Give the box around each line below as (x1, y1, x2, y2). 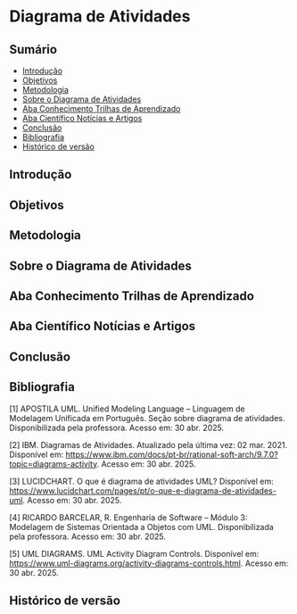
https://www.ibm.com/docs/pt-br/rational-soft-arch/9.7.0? (65, 449, 278, 460)
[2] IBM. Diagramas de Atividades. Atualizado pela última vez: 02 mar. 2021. (9, 439, 288, 450)
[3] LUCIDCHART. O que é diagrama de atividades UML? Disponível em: (9, 476, 274, 486)
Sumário (9, 42, 58, 57)
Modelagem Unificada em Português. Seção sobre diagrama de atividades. (9, 412, 285, 423)
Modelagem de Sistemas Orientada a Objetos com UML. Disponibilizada (9, 521, 274, 532)
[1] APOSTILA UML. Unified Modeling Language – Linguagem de (9, 403, 245, 414)
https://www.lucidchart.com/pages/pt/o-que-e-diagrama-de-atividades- (9, 485, 276, 496)
